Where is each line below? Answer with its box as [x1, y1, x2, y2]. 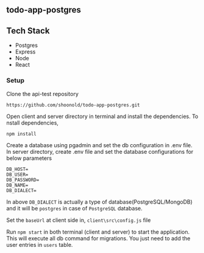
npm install [6, 131, 37, 137]
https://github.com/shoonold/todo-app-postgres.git [6, 102, 140, 108]
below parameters [6, 154, 52, 162]
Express [15, 48, 36, 55]
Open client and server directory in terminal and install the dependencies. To [6, 113, 199, 120]
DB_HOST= [6, 166, 29, 172]
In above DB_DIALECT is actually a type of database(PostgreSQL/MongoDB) [6, 198, 193, 206]
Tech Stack [6, 26, 50, 36]
